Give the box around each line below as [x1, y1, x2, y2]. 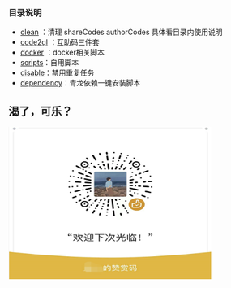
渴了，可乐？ [8, 104, 73, 118]
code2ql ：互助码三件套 [19, 37, 100, 47]
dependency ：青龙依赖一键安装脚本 [19, 78, 141, 88]
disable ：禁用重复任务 [19, 68, 95, 78]
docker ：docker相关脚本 [19, 47, 105, 58]
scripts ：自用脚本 [19, 58, 79, 68]
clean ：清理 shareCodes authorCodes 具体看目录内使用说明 [19, 27, 223, 37]
